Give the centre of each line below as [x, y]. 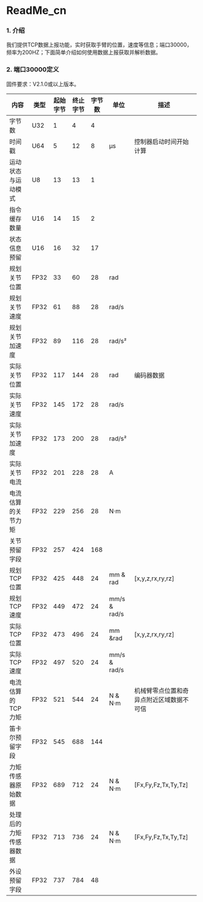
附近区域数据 [164, 699]
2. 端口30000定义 [33, 70]
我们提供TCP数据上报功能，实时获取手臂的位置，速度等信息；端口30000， [99, 45]
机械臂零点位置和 [158, 690]
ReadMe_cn [36, 11]
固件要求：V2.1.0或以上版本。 [43, 84]
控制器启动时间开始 [161, 142]
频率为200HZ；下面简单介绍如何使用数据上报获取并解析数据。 [84, 53]
